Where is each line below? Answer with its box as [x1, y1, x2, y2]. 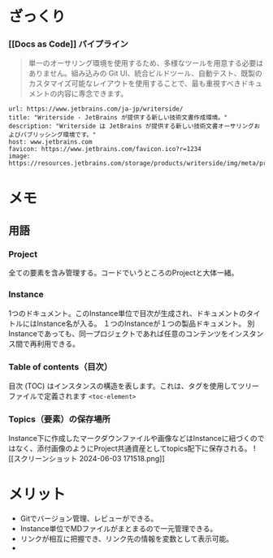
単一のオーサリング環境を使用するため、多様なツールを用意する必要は [28, 58, 264, 68]
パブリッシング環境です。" [19, 131, 97, 139]
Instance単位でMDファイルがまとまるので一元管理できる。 [19, 524, 218, 534]
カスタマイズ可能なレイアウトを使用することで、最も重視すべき [28, 79, 241, 89]
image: [8, 152, 31, 161]
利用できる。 [36, 339, 80, 348]
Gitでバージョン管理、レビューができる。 [19, 513, 158, 524]
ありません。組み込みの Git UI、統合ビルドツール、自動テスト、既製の [28, 68, 262, 78]
